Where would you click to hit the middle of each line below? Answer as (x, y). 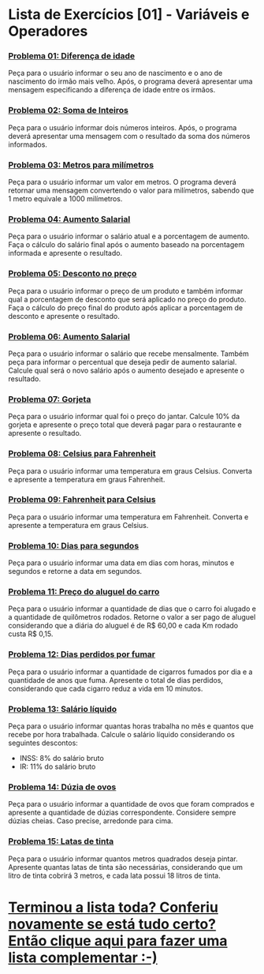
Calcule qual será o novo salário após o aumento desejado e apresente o (126, 370)
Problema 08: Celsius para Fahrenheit (82, 454)
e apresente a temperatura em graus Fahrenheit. (87, 479)
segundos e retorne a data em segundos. (75, 571)
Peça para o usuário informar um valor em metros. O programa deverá (122, 182)
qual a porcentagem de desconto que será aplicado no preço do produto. (127, 299)
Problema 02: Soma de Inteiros (68, 111)
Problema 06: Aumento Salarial (69, 336)
